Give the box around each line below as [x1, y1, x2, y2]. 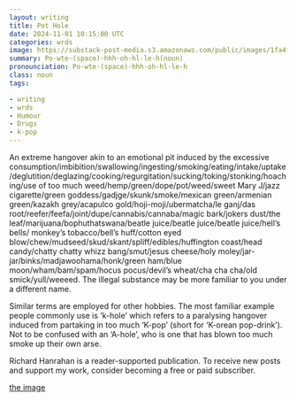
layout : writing [9, 12, 69, 22]
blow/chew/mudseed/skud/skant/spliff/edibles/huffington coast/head [9, 236, 263, 247]
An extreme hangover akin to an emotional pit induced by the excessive [9, 152, 270, 162]
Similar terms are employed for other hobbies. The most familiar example [9, 301, 275, 311]
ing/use [9, 181, 37, 190]
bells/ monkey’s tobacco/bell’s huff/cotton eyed [9, 227, 182, 237]
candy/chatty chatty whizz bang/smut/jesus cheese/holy [9, 246, 217, 257]
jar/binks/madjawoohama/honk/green [9, 256, 146, 266]
